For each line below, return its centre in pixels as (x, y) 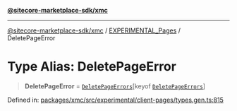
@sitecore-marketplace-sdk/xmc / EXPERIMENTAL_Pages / (94, 30)
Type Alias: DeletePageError (92, 67)
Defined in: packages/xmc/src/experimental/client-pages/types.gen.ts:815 (115, 100)
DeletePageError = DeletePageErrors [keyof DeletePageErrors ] (115, 86)
